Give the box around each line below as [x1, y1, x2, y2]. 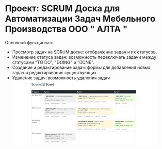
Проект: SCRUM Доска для [5, 3, 120, 14]
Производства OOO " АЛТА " [5, 24, 128, 34]
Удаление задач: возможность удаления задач [12, 75, 110, 81]
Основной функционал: [5, 39, 53, 45]
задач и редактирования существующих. [12, 69, 98, 75]
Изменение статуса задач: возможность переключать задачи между [12, 54, 157, 60]
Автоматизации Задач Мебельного [5, 13, 156, 24]
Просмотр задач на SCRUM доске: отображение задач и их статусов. [12, 49, 157, 55]
